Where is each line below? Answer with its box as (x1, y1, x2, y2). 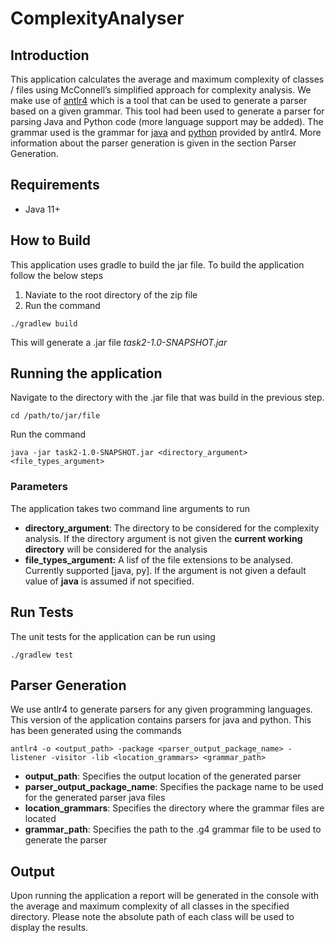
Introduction (10, 47, 90, 64)
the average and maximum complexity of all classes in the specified (10, 900, 290, 912)
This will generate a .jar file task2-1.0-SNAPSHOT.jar (10, 336, 228, 348)
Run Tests (10, 604, 74, 621)
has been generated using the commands (10, 725, 182, 737)
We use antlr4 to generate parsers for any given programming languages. (10, 703, 313, 716)
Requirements (10, 177, 100, 194)
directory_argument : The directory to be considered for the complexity (24, 522, 320, 534)
